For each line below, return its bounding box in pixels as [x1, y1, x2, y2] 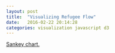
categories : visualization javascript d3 [6, 24, 110, 31]
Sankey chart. [6, 41, 40, 48]
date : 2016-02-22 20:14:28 [6, 19, 78, 25]
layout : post [6, 8, 38, 15]
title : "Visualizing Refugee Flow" [6, 14, 96, 20]
